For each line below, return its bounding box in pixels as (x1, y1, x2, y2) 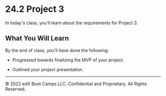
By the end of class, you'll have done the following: (5, 47, 109, 53)
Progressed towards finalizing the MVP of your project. (12, 57, 124, 63)
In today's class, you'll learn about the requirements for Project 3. (5, 20, 138, 26)
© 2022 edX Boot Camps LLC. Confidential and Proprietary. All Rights (5, 81, 147, 87)
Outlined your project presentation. (12, 66, 84, 72)
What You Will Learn (5, 34, 69, 43)
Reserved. (5, 86, 26, 92)
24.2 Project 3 (5, 3, 64, 15)
